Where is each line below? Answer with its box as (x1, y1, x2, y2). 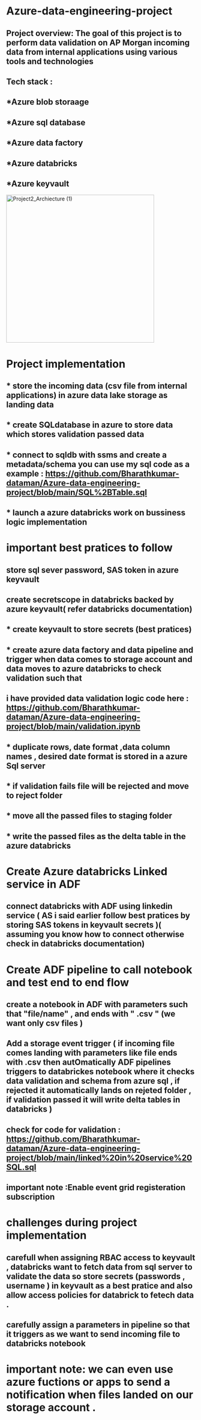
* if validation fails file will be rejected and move (6, 781, 189, 792)
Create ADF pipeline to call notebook (6, 963, 193, 976)
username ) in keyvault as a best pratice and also (6, 1280, 193, 1291)
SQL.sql (6, 1162, 37, 1172)
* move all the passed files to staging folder (6, 811, 173, 821)
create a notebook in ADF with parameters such (6, 999, 188, 1009)
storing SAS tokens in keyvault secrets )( (6, 920, 162, 930)
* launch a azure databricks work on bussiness (6, 508, 186, 518)
